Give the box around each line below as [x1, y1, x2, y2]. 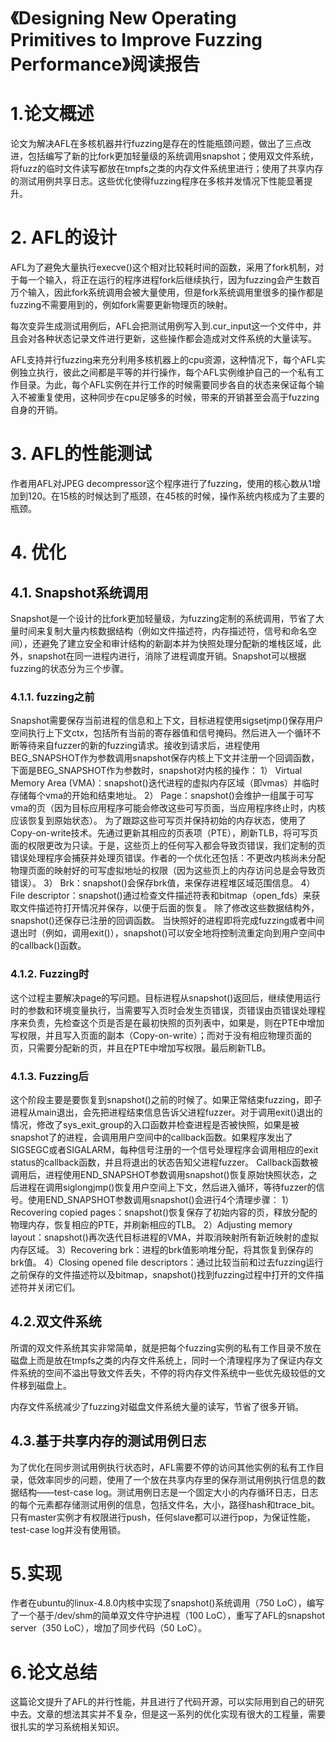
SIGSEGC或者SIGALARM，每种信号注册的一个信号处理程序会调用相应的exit [10, 1143, 319, 1155]
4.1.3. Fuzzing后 [10, 1069, 89, 1083]
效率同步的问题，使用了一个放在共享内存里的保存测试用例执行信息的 [36, 1473, 317, 1485]
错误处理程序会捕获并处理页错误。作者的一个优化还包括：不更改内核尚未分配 [10, 852, 326, 864]
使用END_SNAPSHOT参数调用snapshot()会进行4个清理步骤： [27, 1193, 280, 1205]
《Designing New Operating [10, 7, 237, 30]
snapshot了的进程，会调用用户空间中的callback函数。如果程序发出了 [10, 1131, 293, 1143]
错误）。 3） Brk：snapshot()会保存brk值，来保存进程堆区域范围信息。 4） [10, 877, 316, 889]
